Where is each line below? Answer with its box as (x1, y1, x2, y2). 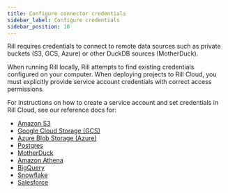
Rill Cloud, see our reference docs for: (7, 106, 116, 115)
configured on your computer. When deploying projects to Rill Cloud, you (7, 70, 218, 78)
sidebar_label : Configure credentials (7, 17, 120, 24)
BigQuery (17, 164, 45, 172)
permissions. (7, 85, 45, 94)
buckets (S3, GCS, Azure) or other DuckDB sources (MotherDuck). (7, 49, 199, 58)
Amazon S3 (17, 119, 51, 128)
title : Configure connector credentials (7, 10, 127, 17)
